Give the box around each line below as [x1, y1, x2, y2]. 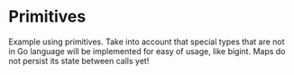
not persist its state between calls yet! [8, 55, 150, 66]
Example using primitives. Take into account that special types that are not [8, 36, 285, 47]
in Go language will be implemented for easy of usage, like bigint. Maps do [8, 45, 286, 56]
